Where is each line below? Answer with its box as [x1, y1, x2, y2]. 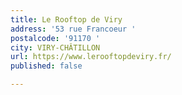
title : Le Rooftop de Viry [10, 14, 123, 25]
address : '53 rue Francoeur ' [10, 24, 137, 34]
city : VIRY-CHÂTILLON [10, 42, 101, 53]
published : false [10, 61, 83, 71]
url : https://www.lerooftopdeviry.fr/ [10, 52, 172, 62]
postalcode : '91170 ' [10, 33, 101, 43]
